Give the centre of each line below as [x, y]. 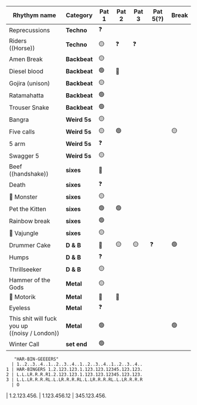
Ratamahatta [26, 95]
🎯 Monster [23, 197]
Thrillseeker [26, 269]
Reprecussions [30, 30]
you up [18, 326]
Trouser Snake [29, 107]
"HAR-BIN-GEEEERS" [36, 359]
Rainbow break [30, 221]
